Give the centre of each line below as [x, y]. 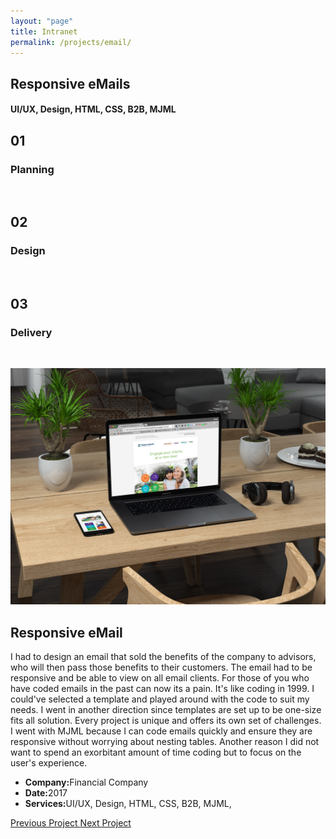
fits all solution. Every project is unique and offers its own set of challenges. [166, 721]
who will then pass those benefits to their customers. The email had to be [161, 667]
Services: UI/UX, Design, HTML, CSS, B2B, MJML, [128, 804]
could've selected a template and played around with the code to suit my [160, 699]
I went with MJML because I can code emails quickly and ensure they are [161, 731]
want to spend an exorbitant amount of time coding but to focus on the [156, 752]
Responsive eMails [70, 83]
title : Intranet [44, 31]
